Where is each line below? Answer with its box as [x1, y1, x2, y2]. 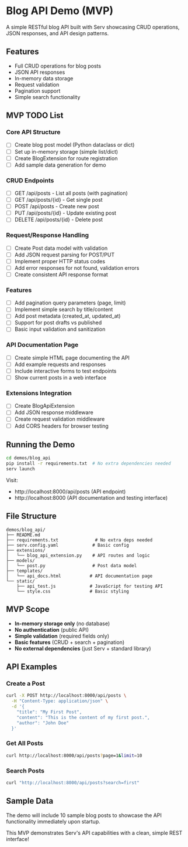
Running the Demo [6, 440, 75, 449]
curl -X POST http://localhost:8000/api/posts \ [6, 693, 127, 699]
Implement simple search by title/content [14, 306, 113, 313]
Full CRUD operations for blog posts [14, 62, 101, 69]
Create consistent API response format [14, 271, 108, 278]
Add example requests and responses [14, 361, 106, 368]
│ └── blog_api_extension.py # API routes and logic [6, 553, 150, 558]
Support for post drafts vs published [14, 319, 102, 326]
